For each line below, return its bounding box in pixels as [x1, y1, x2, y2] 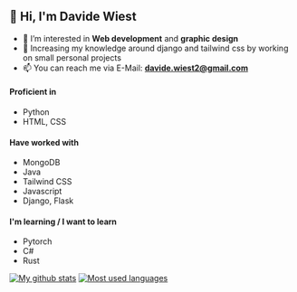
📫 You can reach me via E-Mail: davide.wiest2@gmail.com [22, 62, 249, 73]
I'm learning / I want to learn [9, 216, 118, 227]
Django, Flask [22, 195, 74, 206]
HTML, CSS [22, 117, 66, 127]
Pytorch [22, 236, 53, 247]
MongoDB [22, 157, 61, 168]
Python [22, 107, 50, 118]
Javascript [22, 186, 62, 197]
